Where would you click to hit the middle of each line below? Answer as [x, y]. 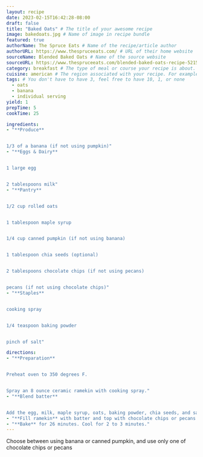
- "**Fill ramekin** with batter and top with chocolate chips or [92, 418]
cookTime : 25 [23, 113]
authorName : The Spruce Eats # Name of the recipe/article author [92, 46]
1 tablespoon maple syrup [39, 222]
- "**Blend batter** [32, 396]
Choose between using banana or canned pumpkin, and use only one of [96, 441]
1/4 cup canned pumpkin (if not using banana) [66, 239]
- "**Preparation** [31, 358]
